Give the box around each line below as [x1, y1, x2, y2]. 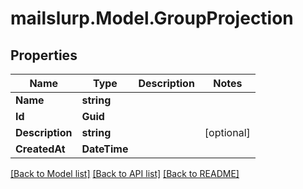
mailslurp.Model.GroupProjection [10, 7, 294, 30]
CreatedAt [15, 142, 66, 156]
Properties [10, 47, 78, 64]
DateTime [81, 142, 129, 156]
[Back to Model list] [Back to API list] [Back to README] [10, 168, 240, 179]
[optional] [204, 126, 251, 139]
